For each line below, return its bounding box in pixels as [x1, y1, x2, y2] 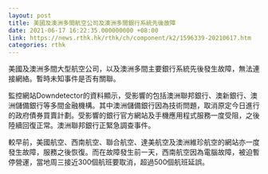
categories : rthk [8, 41, 66, 49]
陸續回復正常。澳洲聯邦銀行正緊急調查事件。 [8, 121, 156, 130]
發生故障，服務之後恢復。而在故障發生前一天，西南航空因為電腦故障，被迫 [8, 148, 253, 157]
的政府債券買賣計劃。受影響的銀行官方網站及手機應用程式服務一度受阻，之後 [8, 110, 260, 120]
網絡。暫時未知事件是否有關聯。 [14, 74, 120, 83]
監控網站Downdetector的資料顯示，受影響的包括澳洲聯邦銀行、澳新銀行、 [8, 91, 251, 100]
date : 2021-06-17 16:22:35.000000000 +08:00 [8, 26, 159, 34]
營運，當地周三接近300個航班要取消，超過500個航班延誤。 [14, 157, 210, 167]
